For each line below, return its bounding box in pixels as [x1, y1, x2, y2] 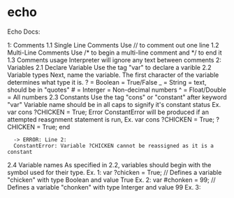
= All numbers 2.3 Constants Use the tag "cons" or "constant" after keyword [7, 92, 227, 101]
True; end [42, 122, 71, 131]
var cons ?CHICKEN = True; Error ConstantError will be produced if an [7, 108, 210, 116]
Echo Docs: [7, 27, 41, 36]
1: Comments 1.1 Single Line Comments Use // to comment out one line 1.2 [7, 41, 219, 49]
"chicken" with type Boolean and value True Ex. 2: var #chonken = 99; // [7, 176, 216, 184]
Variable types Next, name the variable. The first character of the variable [7, 71, 219, 79]
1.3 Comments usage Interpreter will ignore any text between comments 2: [7, 55, 221, 64]
